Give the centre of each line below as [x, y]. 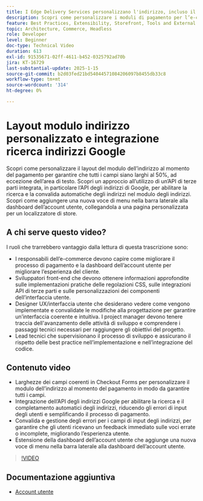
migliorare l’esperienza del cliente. [58, 271]
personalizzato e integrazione [83, 139]
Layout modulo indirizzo [68, 126]
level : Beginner [27, 40]
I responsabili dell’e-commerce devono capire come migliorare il [95, 258]
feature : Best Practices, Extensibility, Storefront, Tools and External [101, 23]
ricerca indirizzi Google [66, 152]
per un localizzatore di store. [42, 213]
